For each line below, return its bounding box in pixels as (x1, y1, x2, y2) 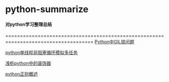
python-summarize (5, 4, 89, 15)
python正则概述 (5, 71, 38, 77)
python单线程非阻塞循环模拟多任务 (5, 50, 78, 56)
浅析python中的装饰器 (5, 60, 51, 66)
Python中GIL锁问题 (94, 39, 134, 45)
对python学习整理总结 (5, 21, 52, 27)
